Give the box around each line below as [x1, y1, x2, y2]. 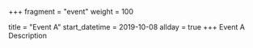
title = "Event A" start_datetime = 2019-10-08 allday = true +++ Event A [8, 22, 245, 31]
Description [8, 31, 47, 40]
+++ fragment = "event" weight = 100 [8, 7, 134, 16]
